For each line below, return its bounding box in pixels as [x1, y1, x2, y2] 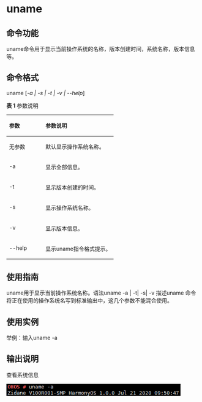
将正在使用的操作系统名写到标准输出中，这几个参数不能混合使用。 [6, 297, 173, 304]
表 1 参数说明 [6, 102, 39, 109]
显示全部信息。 [45, 163, 84, 171]
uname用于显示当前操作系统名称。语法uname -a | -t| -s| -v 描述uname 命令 [6, 289, 196, 296]
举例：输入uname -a [6, 334, 58, 341]
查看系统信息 [6, 371, 39, 379]
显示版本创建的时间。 [45, 184, 100, 191]
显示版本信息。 [45, 225, 84, 232]
